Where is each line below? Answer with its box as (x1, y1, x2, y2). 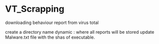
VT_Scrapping (5, 3, 65, 15)
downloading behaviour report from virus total (5, 20, 99, 25)
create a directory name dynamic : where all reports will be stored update (5, 29, 155, 35)
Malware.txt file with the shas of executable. (5, 34, 95, 40)
